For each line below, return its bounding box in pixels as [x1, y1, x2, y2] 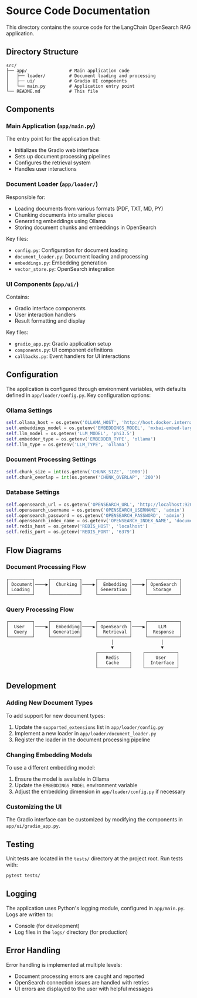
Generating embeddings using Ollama [14, 217, 106, 224]
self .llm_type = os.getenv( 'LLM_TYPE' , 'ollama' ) [6, 442, 130, 447]
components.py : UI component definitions [14, 346, 113, 354]
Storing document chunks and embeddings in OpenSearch [14, 224, 157, 231]
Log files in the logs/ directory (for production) [14, 929, 128, 936]
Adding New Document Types [6, 699, 93, 707]
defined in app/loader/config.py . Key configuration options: [6, 392, 151, 399]
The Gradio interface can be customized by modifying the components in [6, 816, 183, 823]
